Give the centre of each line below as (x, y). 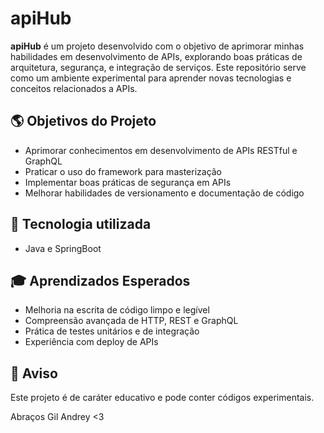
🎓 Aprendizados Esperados (100, 280)
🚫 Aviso (34, 373)
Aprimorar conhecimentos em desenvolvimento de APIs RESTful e (161, 150)
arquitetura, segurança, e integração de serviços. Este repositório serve (158, 67)
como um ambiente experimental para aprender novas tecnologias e (151, 78)
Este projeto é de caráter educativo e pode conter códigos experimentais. (162, 398)
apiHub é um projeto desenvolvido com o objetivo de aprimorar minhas (157, 46)
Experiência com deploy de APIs (91, 342)
